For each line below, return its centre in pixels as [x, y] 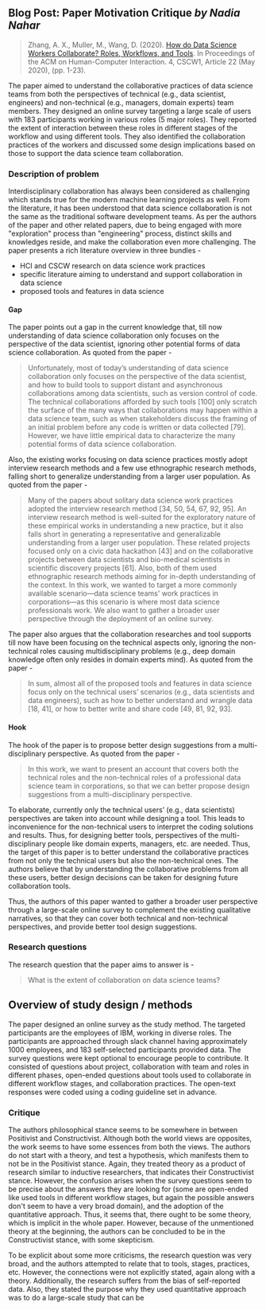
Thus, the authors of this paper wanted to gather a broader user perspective [133, 901]
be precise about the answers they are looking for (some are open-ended [128, 1189]
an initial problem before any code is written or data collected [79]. [137, 427]
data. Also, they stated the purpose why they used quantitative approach [127, 1288]
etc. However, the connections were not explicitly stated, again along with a [132, 1272]
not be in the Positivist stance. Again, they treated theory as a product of [127, 1163]
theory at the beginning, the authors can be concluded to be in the [117, 1231]
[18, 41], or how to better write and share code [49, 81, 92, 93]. [130, 709]
